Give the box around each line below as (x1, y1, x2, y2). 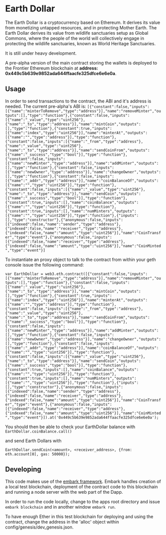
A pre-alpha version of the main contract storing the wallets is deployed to (5, 60, 158, 66)
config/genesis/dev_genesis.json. (5, 524, 74, 530)
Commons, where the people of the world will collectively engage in (5, 35, 144, 41)
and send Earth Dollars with (5, 438, 62, 444)
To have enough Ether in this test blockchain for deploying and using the (5, 513, 154, 520)
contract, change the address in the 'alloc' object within (5, 519, 119, 525)
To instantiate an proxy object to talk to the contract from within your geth (5, 257, 156, 263)
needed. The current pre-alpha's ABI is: (5, 103, 86, 109)
